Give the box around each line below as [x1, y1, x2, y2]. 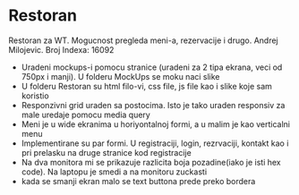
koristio [21, 90, 50, 101]
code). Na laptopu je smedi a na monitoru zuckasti [21, 166, 208, 177]
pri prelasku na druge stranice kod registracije [21, 147, 192, 157]
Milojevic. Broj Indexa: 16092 [8, 44, 115, 55]
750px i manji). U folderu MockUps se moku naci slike [21, 71, 220, 81]
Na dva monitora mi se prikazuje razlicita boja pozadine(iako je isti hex [21, 157, 281, 167]
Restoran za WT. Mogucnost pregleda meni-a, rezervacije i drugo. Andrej [8, 35, 278, 46]
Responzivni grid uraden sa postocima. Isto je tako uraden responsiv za [21, 99, 286, 110]
